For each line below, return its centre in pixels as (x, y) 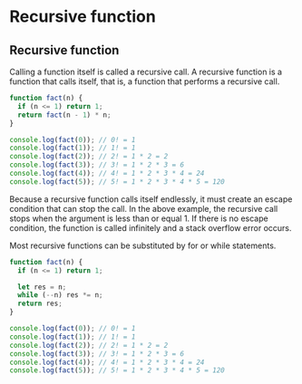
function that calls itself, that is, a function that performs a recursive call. (145, 82)
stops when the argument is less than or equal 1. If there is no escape (139, 218)
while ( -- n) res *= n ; (60, 295)
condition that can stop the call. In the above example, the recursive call (144, 208)
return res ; (40, 304)
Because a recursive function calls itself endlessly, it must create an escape (151, 199)
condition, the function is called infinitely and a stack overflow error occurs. (151, 227)
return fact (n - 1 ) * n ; (64, 115)
